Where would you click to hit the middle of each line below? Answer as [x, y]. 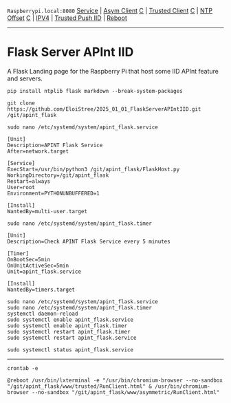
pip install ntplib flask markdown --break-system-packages [95, 91]
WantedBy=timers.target [41, 290]
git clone [21, 103]
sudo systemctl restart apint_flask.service [72, 338]
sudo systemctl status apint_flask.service [70, 350]
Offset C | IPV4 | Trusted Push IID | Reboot [67, 18]
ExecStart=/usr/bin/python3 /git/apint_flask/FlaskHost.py [93, 169]
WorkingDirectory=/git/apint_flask [58, 175]
